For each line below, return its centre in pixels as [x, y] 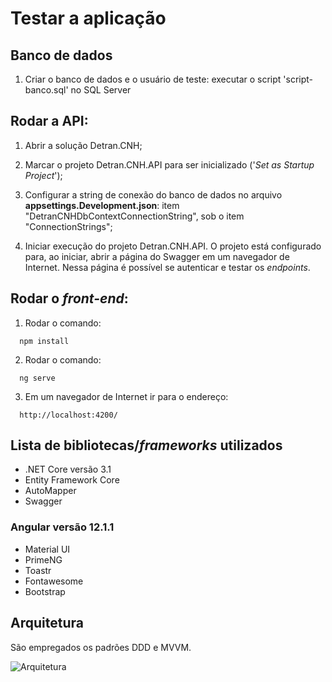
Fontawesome [54, 581]
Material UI [47, 549]
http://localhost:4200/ [68, 415]
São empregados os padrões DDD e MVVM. [101, 647]
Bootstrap [45, 591]
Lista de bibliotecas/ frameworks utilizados [146, 445]
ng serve [37, 378]
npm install [44, 341]
